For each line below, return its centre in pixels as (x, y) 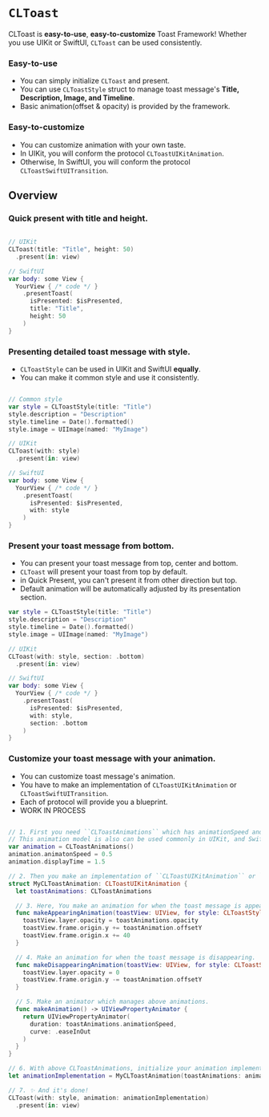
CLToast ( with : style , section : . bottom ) (77, 656)
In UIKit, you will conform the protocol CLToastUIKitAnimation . (122, 153)
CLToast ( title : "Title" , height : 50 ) (71, 250)
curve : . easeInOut (60, 1032)
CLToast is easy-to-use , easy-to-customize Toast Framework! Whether (128, 34)
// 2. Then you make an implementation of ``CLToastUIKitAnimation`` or (132, 876)
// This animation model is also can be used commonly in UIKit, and (127, 839)
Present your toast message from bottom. (91, 546)
